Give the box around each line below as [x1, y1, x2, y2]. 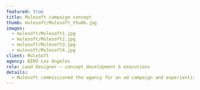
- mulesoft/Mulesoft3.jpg [11, 42, 76, 48]
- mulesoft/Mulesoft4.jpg [11, 47, 76, 53]
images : [6, 25, 26, 31]
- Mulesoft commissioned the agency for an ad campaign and [11, 75, 164, 81]
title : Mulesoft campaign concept [6, 14, 92, 20]
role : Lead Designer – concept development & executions [6, 63, 151, 70]
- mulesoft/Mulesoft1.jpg [11, 31, 76, 37]
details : [6, 69, 28, 75]
